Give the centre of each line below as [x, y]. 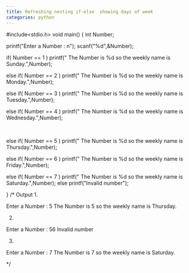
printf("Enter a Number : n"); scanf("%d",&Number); [70, 46]
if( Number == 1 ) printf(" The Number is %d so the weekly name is [89, 57]
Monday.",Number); [30, 82]
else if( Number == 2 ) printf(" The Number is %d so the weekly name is [95, 75]
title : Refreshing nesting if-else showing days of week [80, 12]
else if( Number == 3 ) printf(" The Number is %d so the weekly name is [95, 93]
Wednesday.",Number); [35, 118]
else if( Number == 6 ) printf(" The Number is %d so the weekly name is [95, 158]
